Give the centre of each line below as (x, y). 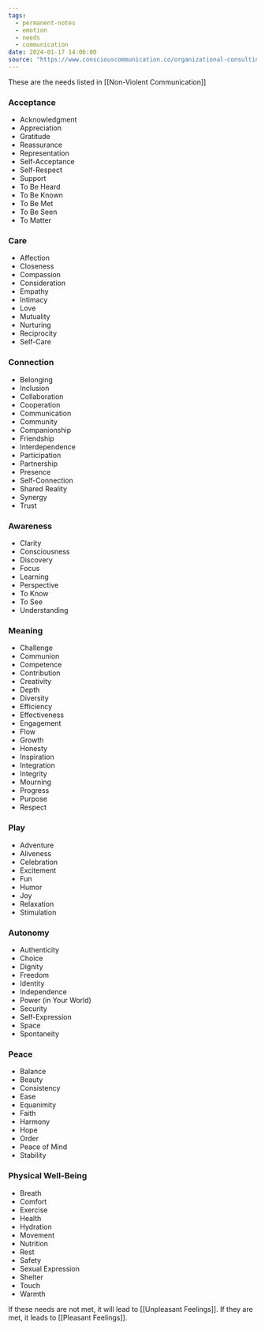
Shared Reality (43, 488)
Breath (30, 1193)
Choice (31, 958)
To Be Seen (38, 212)
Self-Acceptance (47, 162)
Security (33, 1009)
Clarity (30, 543)
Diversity (34, 698)
